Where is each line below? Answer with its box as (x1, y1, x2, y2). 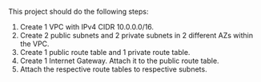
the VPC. (19, 39, 50, 49)
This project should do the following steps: (8, 7, 149, 16)
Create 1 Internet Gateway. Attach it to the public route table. (19, 56, 219, 65)
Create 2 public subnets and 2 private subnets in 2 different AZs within (19, 31, 254, 40)
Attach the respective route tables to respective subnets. (19, 64, 207, 74)
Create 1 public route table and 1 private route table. (19, 48, 191, 57)
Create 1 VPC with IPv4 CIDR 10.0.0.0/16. (19, 22, 155, 31)
